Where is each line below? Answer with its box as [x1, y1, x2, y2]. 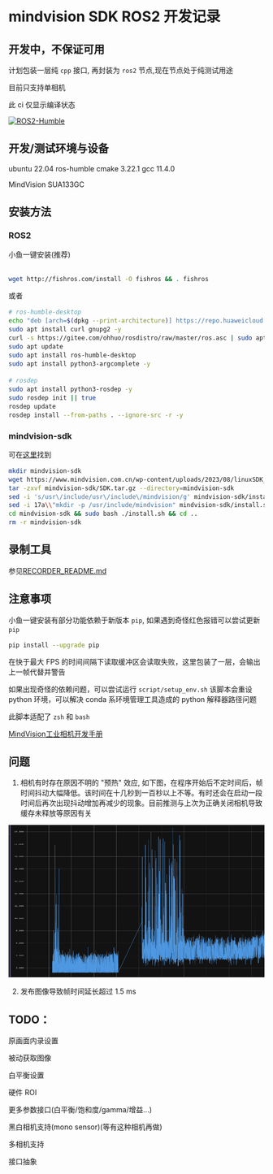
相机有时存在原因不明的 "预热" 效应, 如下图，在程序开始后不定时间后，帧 [19, 778, 263, 788]
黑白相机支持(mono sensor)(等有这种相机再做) [8, 1122, 162, 1132]
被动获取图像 [8, 1053, 51, 1063]
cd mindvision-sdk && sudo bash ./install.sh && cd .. [8, 509, 198, 518]
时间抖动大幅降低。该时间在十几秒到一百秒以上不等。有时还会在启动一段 [19, 788, 262, 798]
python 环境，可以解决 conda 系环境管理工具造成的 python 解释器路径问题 [8, 694, 258, 704]
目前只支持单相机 [8, 83, 66, 92]
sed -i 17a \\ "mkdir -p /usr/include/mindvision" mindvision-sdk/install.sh [8, 501, 271, 509]
